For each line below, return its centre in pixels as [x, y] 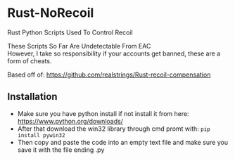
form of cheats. [30, 60]
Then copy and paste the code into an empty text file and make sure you [123, 142]
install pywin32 [41, 135]
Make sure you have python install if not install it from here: [103, 113]
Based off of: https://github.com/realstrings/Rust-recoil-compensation [109, 75]
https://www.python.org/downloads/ [70, 121]
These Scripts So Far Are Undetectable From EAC [79, 46]
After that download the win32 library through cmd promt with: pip [114, 129]
